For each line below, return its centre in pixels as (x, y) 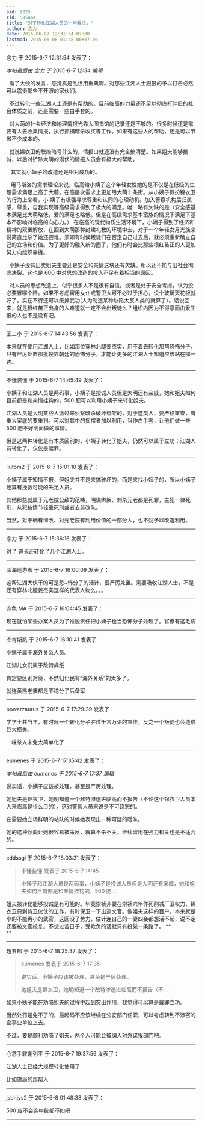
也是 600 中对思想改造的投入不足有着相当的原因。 (94, 272)
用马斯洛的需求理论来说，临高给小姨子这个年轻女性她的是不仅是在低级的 (100, 185)
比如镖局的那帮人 (27, 1079)
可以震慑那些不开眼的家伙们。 (43, 90)
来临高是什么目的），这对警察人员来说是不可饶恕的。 (76, 806)
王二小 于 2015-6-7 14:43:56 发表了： (53, 334)
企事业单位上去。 (27, 1022)
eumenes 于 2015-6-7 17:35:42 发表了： (56, 760)
